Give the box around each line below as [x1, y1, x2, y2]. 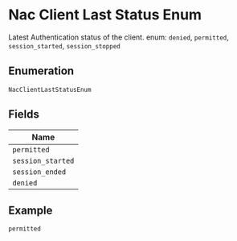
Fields [8, 107, 40, 122]
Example [8, 203, 53, 217]
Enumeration [8, 64, 75, 78]
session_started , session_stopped [8, 40, 121, 50]
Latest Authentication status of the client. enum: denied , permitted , [8, 32, 229, 42]
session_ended [12, 167, 67, 177]
